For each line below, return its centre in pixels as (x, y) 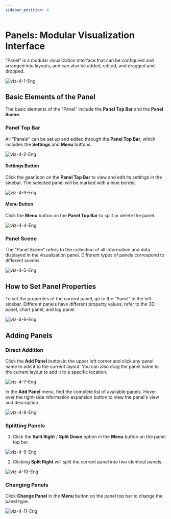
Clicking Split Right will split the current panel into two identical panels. (88, 462)
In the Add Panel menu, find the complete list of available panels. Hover (81, 392)
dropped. (15, 71)
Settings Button (22, 166)
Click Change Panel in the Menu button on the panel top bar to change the (84, 496)
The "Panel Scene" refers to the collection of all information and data (78, 250)
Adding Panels (29, 335)
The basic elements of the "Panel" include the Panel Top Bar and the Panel (84, 109)
